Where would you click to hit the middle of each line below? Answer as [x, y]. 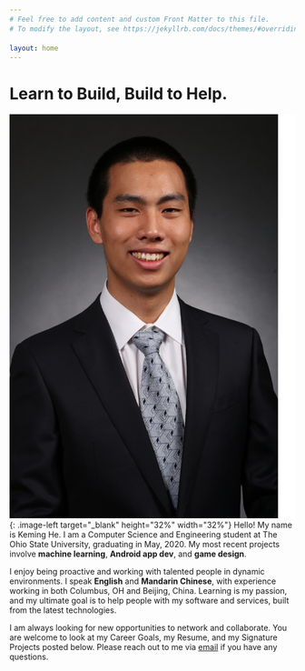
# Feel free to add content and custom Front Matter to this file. [140, 19]
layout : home [34, 48]
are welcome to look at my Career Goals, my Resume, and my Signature [144, 637]
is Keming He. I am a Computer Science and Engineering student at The [143, 535]
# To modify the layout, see [64, 29]
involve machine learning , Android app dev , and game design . [128, 554]
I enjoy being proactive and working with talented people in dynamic [137, 572]
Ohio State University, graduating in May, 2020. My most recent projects [145, 545]
